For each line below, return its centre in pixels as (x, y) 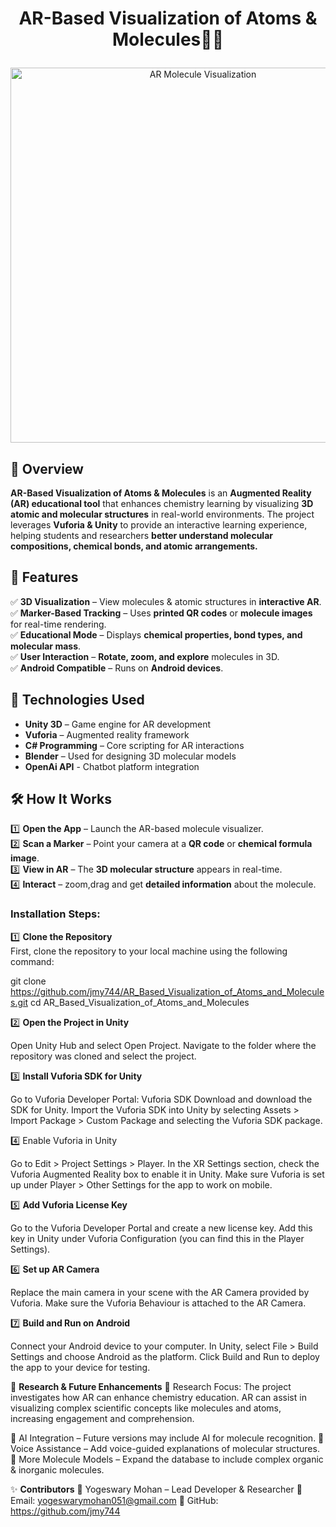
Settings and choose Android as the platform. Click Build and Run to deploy (165, 1356)
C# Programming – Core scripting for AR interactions (134, 745)
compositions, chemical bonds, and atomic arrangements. (134, 546)
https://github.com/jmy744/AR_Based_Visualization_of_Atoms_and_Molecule (167, 991)
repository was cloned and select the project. (103, 1056)
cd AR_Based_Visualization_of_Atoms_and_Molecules (139, 1002)
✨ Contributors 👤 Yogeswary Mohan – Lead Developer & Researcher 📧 (156, 1489)
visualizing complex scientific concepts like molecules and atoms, (146, 1408)
